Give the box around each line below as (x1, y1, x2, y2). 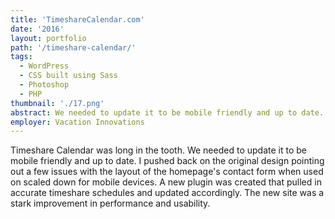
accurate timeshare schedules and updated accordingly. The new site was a (10, 187, 325, 199)
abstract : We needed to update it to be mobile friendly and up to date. (10, 107, 325, 118)
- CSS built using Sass (19, 71, 118, 81)
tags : (10, 52, 33, 62)
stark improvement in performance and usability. (10, 197, 211, 210)
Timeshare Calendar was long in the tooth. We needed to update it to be (10, 144, 307, 156)
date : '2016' (10, 24, 65, 34)
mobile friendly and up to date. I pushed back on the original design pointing (10, 155, 325, 167)
